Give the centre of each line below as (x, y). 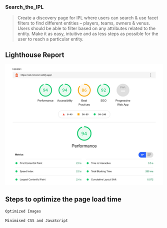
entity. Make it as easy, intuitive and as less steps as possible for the (88, 34)
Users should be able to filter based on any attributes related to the (86, 28)
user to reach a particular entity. (50, 39)
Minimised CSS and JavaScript (37, 221)
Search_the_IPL (24, 7)
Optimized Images (23, 211)
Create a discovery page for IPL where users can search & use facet (88, 18)
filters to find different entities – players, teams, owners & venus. (84, 23)
